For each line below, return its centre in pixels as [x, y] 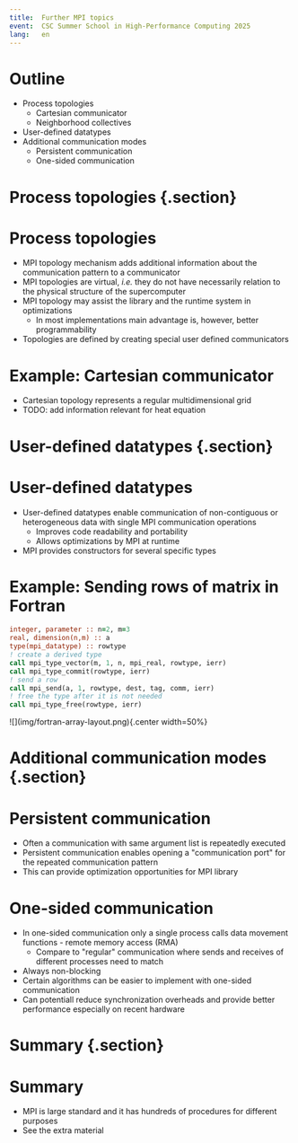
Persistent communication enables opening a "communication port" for [153, 853]
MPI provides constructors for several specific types [119, 550]
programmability [66, 330]
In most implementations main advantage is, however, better [147, 321]
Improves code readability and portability [112, 532]
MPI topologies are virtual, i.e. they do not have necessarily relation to [151, 282]
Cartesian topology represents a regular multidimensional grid [137, 400]
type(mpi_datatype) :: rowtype [68, 646]
